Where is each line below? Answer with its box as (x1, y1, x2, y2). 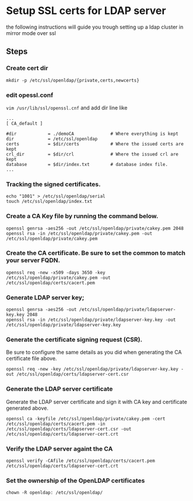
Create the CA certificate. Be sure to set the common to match (6, 249, 185, 257)
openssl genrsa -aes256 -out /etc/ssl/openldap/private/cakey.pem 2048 (6, 225, 184, 232)
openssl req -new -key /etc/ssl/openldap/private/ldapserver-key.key (6, 367, 179, 372)
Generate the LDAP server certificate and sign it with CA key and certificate (6, 398, 188, 405)
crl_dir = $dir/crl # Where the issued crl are (6, 151, 179, 157)
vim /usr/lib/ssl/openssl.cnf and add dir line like (6, 104, 128, 111)
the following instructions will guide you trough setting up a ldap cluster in (6, 23, 184, 30)
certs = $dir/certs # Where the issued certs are (6, 141, 184, 147)
